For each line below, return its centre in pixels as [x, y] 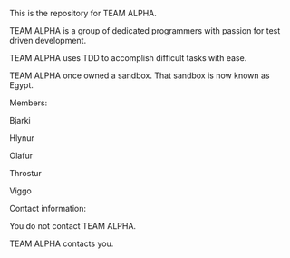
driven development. [48, 40]
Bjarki [20, 120]
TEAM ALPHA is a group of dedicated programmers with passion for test [145, 30]
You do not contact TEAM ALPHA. [73, 226]
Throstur [26, 173]
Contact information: [48, 208]
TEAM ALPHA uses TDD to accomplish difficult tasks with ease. [128, 58]
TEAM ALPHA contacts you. [62, 243]
